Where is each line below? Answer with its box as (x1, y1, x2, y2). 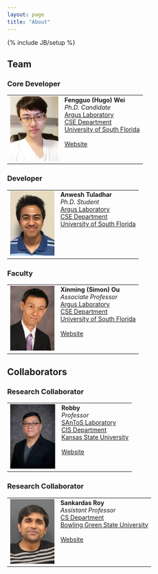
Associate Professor (60, 293, 118, 301)
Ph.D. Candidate (64, 103, 111, 111)
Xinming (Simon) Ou (60, 285, 120, 294)
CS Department (60, 513, 104, 522)
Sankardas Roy (60, 498, 104, 507)
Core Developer (7, 79, 60, 88)
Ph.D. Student (60, 198, 100, 207)
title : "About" (7, 18, 51, 26)
